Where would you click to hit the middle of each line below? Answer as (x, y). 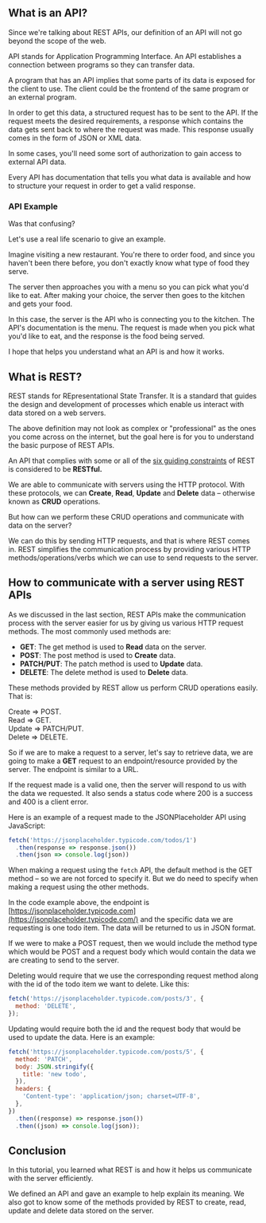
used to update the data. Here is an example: (82, 1037)
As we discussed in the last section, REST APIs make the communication (127, 614)
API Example (33, 206)
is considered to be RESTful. (55, 468)
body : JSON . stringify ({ (54, 1067)
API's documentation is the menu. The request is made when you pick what (132, 328)
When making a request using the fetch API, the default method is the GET (130, 870)
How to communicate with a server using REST (126, 583)
